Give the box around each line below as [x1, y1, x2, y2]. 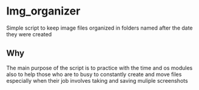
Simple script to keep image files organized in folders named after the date [6, 24, 193, 31]
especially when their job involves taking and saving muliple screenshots [6, 77, 188, 84]
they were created [6, 30, 52, 37]
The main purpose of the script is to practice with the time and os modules [6, 64, 193, 71]
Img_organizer [6, 4, 81, 18]
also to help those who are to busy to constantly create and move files [6, 71, 182, 78]
